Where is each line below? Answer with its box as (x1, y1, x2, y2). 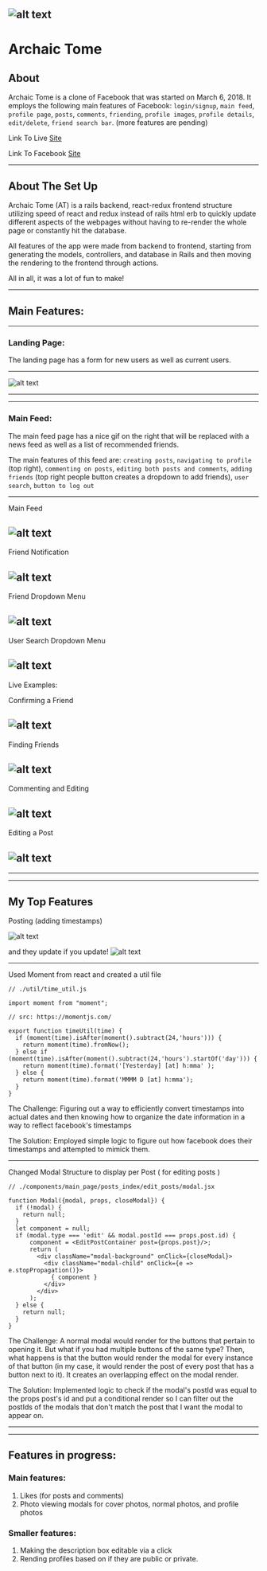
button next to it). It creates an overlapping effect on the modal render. (8, 1370, 239, 1379)
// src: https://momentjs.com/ (8, 1013, 112, 1021)
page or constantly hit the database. (8, 226, 127, 236)
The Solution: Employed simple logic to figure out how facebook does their (8, 1135, 253, 1145)
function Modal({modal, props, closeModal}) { (8, 1196, 165, 1205)
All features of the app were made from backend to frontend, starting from (8, 241, 252, 251)
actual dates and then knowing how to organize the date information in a (8, 1112, 246, 1121)
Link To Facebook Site (8, 149, 81, 158)
